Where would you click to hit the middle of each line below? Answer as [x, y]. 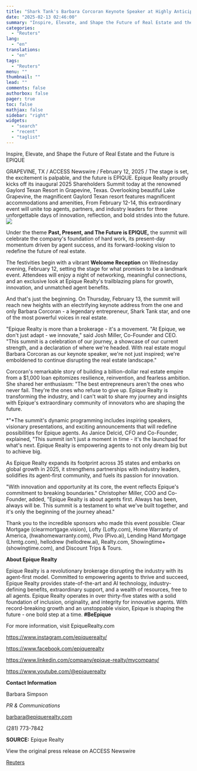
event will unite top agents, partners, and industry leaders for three [87, 208]
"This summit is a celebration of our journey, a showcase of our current [92, 341]
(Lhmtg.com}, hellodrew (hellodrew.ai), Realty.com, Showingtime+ [86, 541]
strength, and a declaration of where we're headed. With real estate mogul [96, 348]
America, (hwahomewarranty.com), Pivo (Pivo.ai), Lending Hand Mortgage [96, 536]
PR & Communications [33, 705]
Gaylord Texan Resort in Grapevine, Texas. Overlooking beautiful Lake [91, 190]
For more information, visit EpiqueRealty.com [60, 625]
